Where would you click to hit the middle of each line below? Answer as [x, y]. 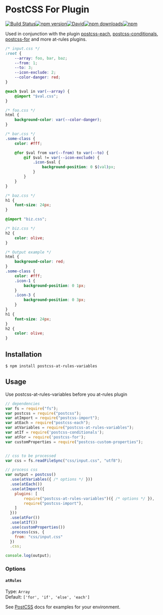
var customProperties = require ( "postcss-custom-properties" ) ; [74, 442]
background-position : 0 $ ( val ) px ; [79, 167]
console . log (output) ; [28, 556]
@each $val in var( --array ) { [38, 91]
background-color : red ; [40, 262]
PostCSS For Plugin [47, 10]
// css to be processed [31, 456]
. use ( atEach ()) [26, 484]
